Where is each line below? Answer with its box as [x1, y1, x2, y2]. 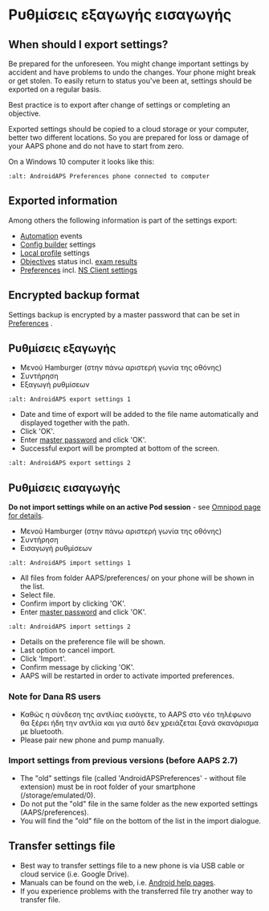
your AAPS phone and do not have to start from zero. [8, 141, 185, 150]
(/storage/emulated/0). [19, 790, 96, 800]
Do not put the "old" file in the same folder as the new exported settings [19, 799, 259, 808]
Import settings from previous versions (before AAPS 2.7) [8, 755, 238, 766]
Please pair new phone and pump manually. [19, 735, 165, 745]
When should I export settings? [8, 38, 169, 51]
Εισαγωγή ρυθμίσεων [19, 544, 92, 554]
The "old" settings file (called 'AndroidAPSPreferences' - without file [19, 773, 247, 782]
